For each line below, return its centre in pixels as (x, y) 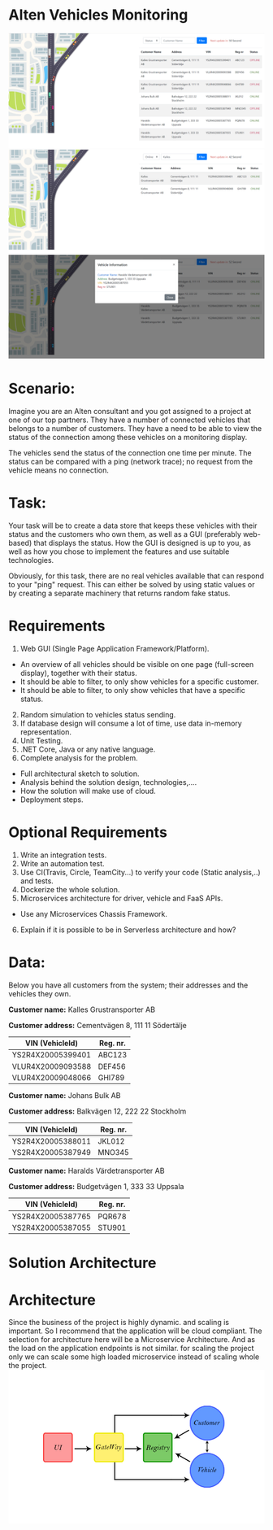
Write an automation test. (62, 863)
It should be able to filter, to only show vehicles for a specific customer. (139, 682)
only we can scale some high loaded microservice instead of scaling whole (134, 1357)
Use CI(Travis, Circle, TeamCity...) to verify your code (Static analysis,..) (141, 872)
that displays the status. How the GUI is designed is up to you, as (143, 543)
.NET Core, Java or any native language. (88, 749)
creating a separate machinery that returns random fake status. (125, 593)
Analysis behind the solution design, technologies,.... (108, 782)
